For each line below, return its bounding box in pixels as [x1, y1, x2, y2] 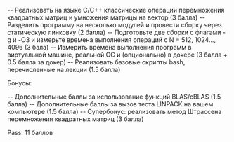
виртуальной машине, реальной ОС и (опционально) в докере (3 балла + [7, 50, 228, 59]
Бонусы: [7, 79, 32, 87]
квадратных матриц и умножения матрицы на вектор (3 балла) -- [7, 13, 205, 22]
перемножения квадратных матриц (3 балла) [7, 115, 144, 123]
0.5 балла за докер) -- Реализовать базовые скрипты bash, [7, 58, 186, 66]
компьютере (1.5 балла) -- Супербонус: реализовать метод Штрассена [7, 108, 222, 115]
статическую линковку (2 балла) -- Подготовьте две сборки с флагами [7, 28, 221, 36]
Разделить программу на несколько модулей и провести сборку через [7, 21, 223, 29]
